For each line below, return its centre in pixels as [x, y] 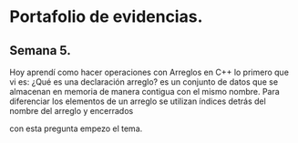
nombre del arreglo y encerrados [72, 111]
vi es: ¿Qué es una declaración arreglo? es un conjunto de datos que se [144, 82]
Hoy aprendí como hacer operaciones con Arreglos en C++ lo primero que [149, 72]
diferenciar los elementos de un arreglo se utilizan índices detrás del [138, 101]
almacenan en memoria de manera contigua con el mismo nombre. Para [144, 92]
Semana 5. [40, 51]
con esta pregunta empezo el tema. [76, 128]
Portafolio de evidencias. [106, 17]
